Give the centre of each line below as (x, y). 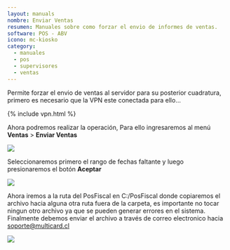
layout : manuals (31, 14)
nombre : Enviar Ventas (40, 20)
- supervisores (36, 66)
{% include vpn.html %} (42, 114)
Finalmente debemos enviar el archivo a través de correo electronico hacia (115, 218)
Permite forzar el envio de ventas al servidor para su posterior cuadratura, (114, 93)
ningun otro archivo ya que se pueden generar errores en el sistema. (106, 211)
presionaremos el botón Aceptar (54, 169)
